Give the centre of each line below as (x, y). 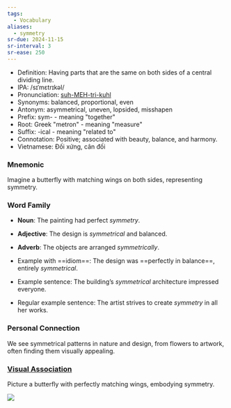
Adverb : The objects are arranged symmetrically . (88, 248)
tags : (15, 14)
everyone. (32, 289)
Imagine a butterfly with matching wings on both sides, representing (105, 180)
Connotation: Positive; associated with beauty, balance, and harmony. (117, 139)
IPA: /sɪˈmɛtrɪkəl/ (41, 87)
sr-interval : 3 (29, 46)
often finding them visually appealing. (61, 351)
